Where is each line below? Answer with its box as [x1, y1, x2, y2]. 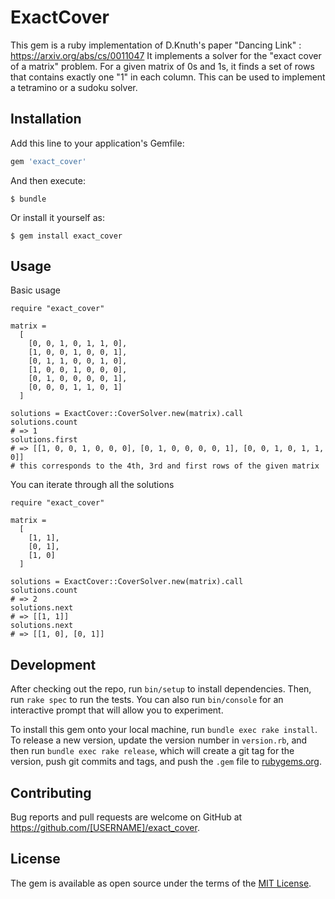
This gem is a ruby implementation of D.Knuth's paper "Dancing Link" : [10, 39, 302, 51]
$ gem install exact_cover [10, 231, 123, 241]
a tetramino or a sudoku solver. [10, 81, 138, 93]
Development [10, 656, 97, 673]
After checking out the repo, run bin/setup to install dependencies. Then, [10, 683, 312, 695]
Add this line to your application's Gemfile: [10, 137, 185, 149]
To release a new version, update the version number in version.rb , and [10, 734, 308, 746]
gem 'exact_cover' [10, 156, 87, 166]
